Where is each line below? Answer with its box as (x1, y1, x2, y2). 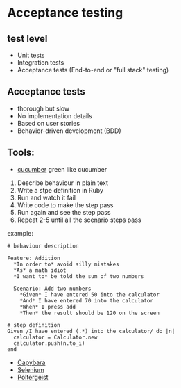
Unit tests (17, 51, 45, 59)
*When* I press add (19, 303, 76, 310)
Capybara (17, 358, 46, 366)
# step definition (7, 321, 60, 328)
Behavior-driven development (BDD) (17, 127, 121, 135)
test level (7, 33, 48, 45)
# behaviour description (7, 242, 79, 250)
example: (7, 229, 33, 237)
